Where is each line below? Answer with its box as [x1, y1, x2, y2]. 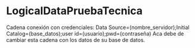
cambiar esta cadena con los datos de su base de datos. [6, 36, 146, 43]
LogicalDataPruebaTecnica [6, 4, 143, 18]
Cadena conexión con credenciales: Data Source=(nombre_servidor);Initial [6, 24, 190, 31]
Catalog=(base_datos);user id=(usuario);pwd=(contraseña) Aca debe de [6, 30, 184, 37]
